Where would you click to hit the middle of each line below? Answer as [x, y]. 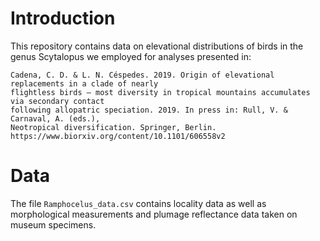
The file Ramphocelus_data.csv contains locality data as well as [138, 203]
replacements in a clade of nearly [84, 83]
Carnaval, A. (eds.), [55, 118]
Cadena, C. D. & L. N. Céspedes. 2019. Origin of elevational [142, 75]
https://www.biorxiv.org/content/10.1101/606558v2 [118, 136]
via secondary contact [57, 101]
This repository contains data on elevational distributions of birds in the [157, 46]
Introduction [63, 18]
